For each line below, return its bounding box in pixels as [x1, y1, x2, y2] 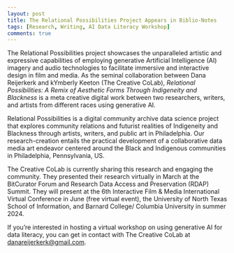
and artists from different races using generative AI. [7, 101, 156, 109]
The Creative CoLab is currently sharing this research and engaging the [7, 165, 214, 173]
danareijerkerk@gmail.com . [7, 238, 87, 247]
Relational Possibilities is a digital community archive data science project [7, 115, 219, 123]
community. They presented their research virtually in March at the [7, 173, 200, 181]
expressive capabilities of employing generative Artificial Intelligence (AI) [7, 57, 217, 65]
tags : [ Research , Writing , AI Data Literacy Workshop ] [7, 23, 170, 30]
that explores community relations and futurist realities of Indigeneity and [7, 122, 219, 130]
